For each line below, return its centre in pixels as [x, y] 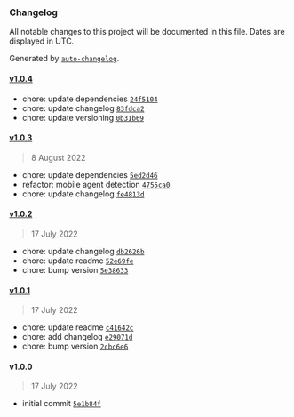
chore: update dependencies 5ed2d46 [90, 174]
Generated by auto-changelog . [64, 59]
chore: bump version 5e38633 [75, 269]
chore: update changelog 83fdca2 [83, 108]
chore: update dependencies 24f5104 [90, 99]
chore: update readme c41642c [78, 327]
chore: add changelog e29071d [77, 337]
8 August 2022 [58, 157]
